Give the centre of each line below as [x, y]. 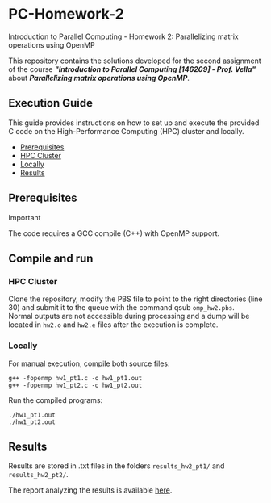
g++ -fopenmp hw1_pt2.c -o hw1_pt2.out [75, 385]
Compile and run [51, 258]
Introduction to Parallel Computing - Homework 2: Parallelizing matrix [124, 36]
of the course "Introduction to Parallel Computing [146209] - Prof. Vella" [132, 69]
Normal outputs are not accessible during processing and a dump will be [129, 316]
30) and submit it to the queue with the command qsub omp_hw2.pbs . [122, 308]
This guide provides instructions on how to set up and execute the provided [134, 123]
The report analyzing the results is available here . [90, 490]
